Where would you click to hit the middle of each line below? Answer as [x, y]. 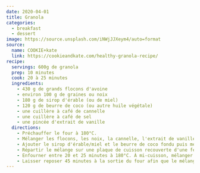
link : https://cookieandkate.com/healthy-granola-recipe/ [85, 56]
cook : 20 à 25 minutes [40, 78]
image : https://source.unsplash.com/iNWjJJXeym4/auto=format [84, 39]
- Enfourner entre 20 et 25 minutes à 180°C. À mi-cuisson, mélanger [105, 155]
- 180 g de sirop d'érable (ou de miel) [68, 100]
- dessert [24, 34]
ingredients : [28, 84]
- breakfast [26, 28]
